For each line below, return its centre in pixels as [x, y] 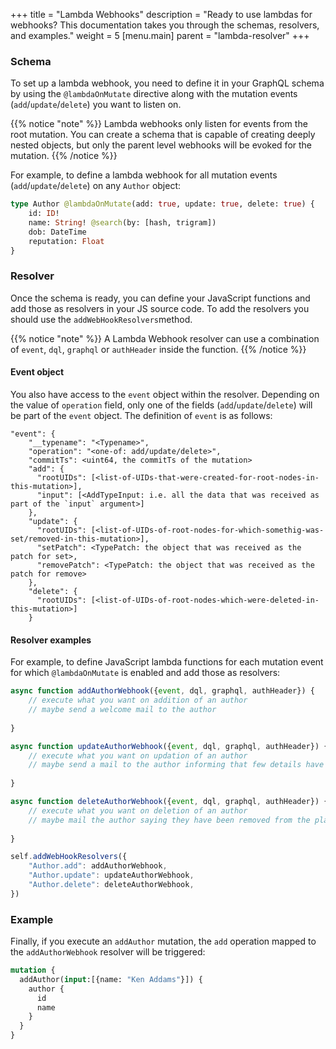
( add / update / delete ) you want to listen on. [96, 105]
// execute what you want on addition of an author [138, 700]
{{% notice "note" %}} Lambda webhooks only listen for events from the [159, 124]
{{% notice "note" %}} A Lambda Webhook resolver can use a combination [165, 338]
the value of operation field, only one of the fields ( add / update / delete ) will [161, 405]
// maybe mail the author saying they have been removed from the [169, 820]
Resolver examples [51, 640]
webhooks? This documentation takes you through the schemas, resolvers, [165, 25]
